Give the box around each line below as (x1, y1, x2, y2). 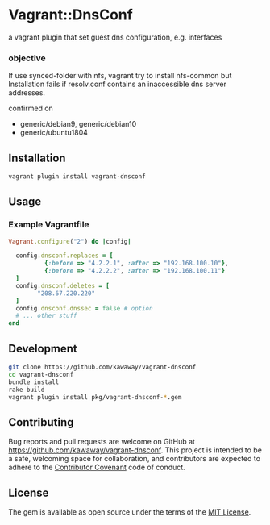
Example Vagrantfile (8, 219, 90, 231)
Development (8, 341, 78, 356)
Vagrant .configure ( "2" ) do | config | (8, 237, 131, 245)
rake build (8, 385, 45, 394)
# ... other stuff (15, 312, 78, 320)
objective (8, 52, 46, 64)
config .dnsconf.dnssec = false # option (15, 304, 153, 312)
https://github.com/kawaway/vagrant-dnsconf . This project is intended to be (8, 445, 262, 455)
